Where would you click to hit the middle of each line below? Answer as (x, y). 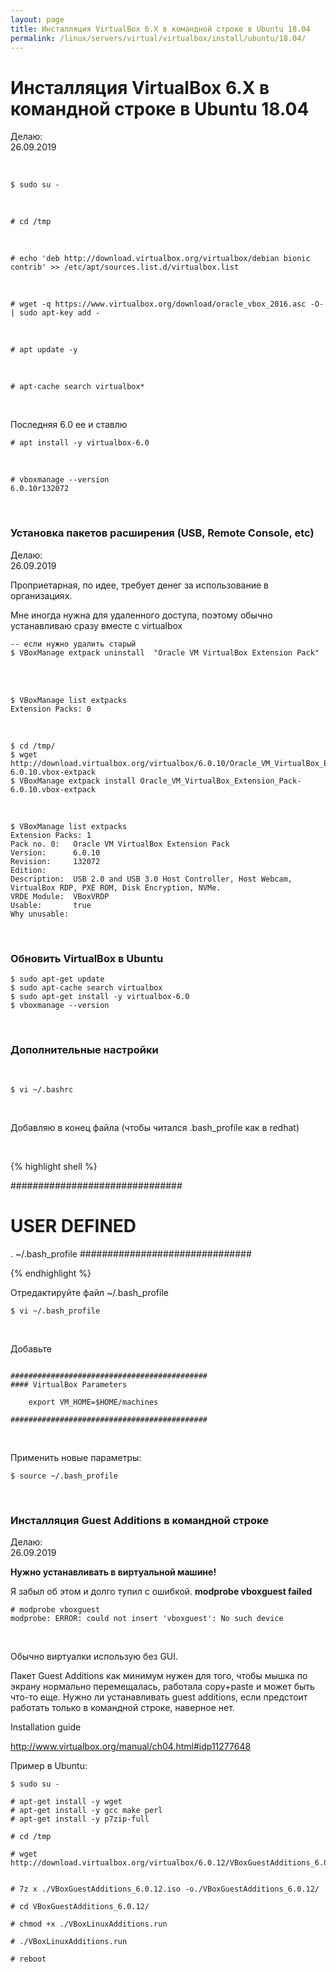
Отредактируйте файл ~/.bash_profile (89, 1293)
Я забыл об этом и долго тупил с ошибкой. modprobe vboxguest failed (161, 1592)
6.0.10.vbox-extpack (53, 789)
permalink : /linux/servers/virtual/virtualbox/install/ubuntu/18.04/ (158, 38)
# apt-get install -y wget (66, 1802)
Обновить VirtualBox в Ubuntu (87, 958)
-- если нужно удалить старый (73, 644)
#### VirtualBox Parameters (69, 1385)
